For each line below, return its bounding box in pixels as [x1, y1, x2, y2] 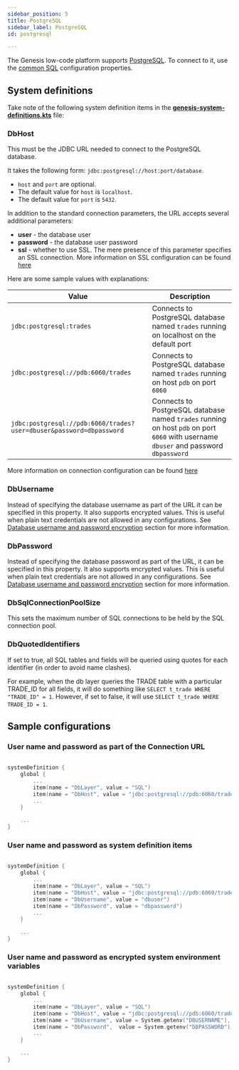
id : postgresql [7, 30, 53, 38]
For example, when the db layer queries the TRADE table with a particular [7, 677, 223, 686]
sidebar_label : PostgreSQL [7, 24, 87, 31]
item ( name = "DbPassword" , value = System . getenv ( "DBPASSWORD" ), [33, 1023, 234, 1031]
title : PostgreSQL [7, 17, 62, 24]
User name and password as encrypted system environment [7, 952, 221, 962]
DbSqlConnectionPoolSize [7, 597, 101, 607]
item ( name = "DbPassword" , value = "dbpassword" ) [33, 902, 183, 909]
